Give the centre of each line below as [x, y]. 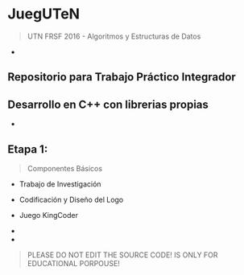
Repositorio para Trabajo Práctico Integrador [122, 77]
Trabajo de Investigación [60, 184]
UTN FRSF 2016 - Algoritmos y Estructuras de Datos [114, 36]
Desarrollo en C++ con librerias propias [108, 104]
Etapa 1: [28, 149]
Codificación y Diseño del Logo [71, 199]
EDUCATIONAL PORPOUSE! [73, 263]
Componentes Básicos [64, 168]
